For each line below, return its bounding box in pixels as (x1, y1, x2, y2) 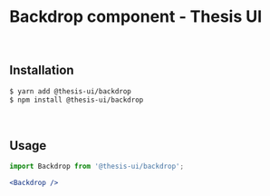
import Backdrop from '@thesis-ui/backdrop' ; (9, 162, 184, 171)
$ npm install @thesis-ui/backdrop (9, 95, 144, 104)
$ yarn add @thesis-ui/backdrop (9, 86, 131, 96)
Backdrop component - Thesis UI (9, 6, 263, 27)
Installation (9, 63, 74, 78)
